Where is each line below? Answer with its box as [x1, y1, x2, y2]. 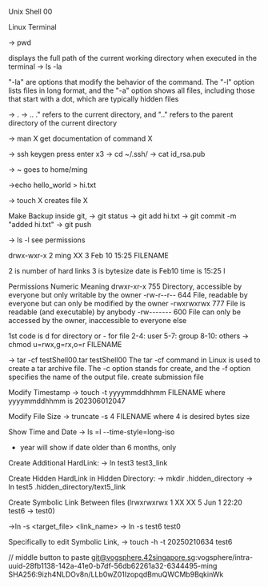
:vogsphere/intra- [194, 553, 254, 562]
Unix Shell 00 [8, 7, 53, 16]
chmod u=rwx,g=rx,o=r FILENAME [8, 340, 122, 349]
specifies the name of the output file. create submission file [8, 372, 204, 381]
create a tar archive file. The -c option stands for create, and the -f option [8, 364, 250, 373]
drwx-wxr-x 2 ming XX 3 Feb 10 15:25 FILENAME [8, 251, 170, 260]
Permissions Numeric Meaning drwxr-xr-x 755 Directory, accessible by [8, 282, 242, 291]
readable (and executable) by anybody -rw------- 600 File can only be [8, 307, 242, 317]
